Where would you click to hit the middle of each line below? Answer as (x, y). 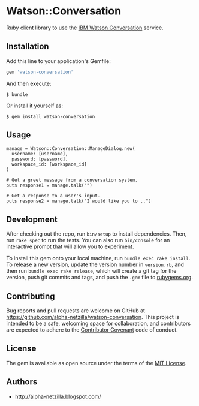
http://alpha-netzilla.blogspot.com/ (58, 396)
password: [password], (40, 159)
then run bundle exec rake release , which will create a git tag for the (91, 271)
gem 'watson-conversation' (40, 72)
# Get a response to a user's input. (53, 196)
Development (32, 219)
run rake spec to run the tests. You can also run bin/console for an (88, 240)
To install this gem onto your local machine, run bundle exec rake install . (98, 258)
